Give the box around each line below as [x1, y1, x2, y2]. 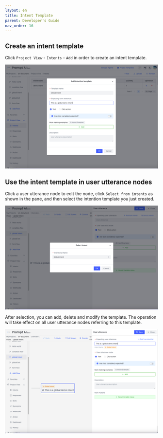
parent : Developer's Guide [5, 18, 60, 23]
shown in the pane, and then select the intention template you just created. [5, 196, 154, 202]
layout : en [5, 8, 27, 13]
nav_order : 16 [5, 23, 34, 28]
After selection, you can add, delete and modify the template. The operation [5, 314, 157, 320]
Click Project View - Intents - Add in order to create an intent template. [5, 55, 147, 61]
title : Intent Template [5, 13, 53, 18]
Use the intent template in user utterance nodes [5, 178, 152, 186]
